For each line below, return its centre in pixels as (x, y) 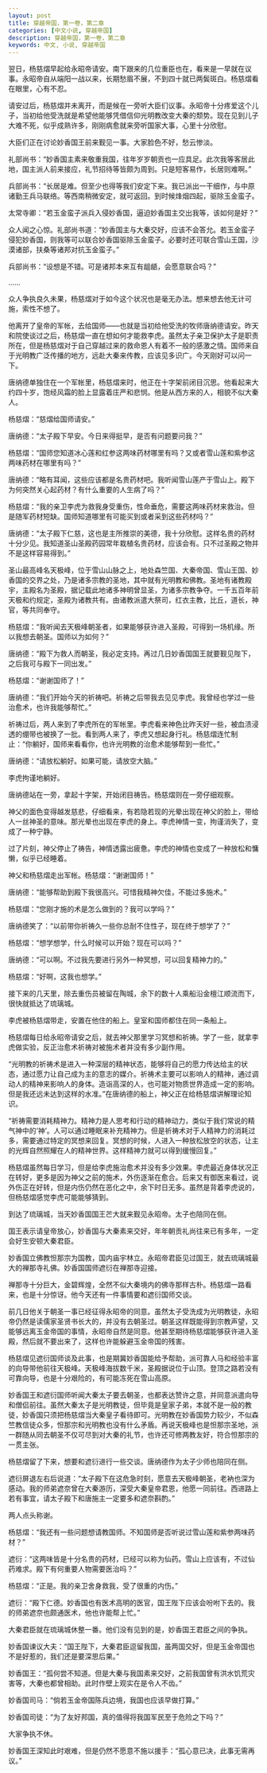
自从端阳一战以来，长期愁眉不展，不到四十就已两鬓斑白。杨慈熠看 (151, 79)
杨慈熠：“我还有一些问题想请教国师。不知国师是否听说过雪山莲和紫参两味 (128, 1532)
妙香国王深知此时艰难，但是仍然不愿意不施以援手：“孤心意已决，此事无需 (128, 1751)
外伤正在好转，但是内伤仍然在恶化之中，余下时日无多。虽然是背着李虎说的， (133, 1187)
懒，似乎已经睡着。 (40, 859)
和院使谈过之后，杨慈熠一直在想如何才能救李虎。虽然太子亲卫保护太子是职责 (133, 336)
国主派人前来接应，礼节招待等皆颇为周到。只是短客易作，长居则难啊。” (137, 169)
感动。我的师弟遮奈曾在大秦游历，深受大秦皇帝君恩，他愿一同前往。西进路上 (133, 1488)
